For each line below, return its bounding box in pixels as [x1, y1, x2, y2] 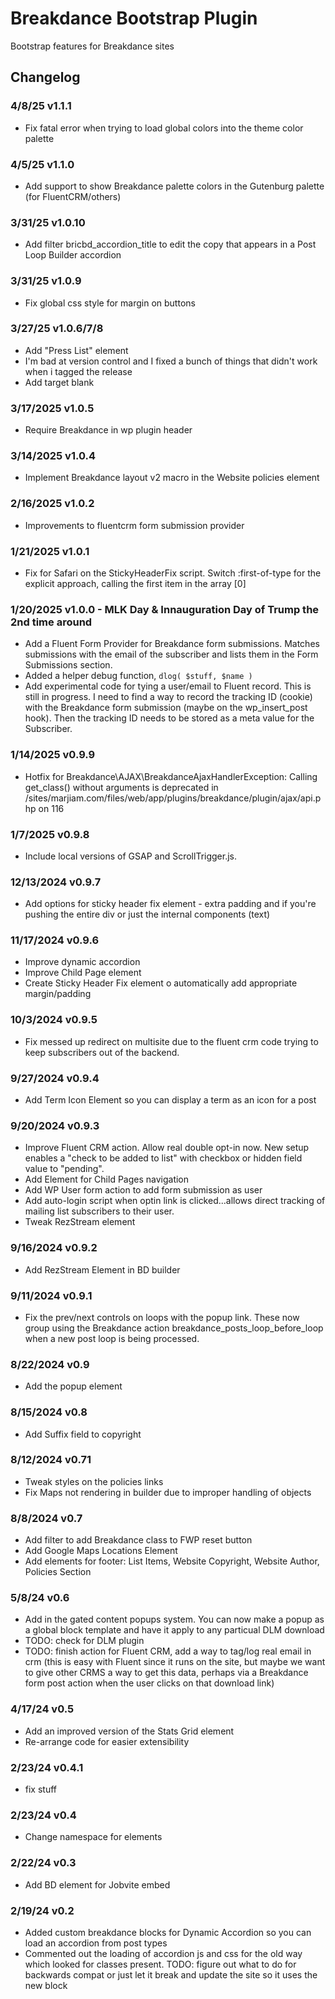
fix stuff [24, 1783, 58, 1796]
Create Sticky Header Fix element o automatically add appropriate [24, 977, 298, 989]
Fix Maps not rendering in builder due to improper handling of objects [24, 1486, 312, 1498]
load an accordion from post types [24, 1937, 168, 1949]
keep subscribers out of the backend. [24, 1046, 180, 1058]
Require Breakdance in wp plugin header [24, 424, 193, 436]
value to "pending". [24, 1163, 105, 1175]
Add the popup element [24, 1380, 123, 1392]
